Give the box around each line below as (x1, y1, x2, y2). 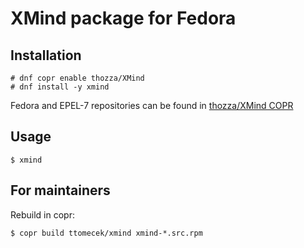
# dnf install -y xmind (10, 82, 110, 92)
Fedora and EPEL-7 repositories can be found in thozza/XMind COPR (10, 100, 294, 111)
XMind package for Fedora (10, 7, 237, 30)
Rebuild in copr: (10, 208, 75, 221)
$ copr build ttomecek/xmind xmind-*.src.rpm (10, 228, 203, 238)
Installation (10, 47, 82, 64)
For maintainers (10, 182, 111, 199)
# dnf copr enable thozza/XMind (10, 73, 145, 83)
